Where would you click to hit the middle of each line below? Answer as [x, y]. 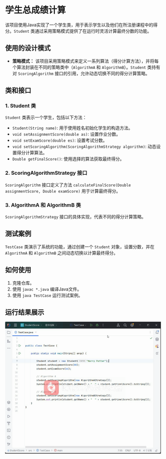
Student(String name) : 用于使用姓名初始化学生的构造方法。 [72, 128]
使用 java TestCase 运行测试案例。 [47, 295]
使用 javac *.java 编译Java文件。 [47, 289]
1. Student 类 [21, 106]
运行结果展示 [25, 312]
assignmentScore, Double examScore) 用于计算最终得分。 [63, 191]
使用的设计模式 [28, 48]
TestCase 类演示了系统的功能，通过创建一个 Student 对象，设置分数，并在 [80, 247]
